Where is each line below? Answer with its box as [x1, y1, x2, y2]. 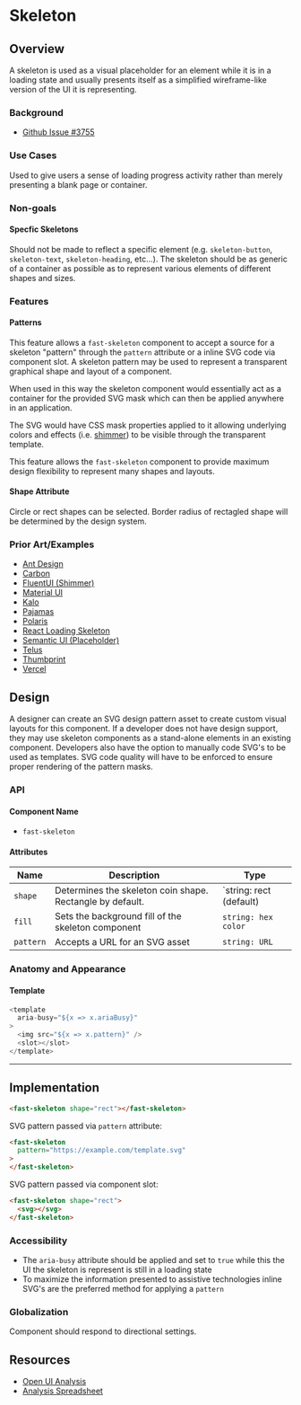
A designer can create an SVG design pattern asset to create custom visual [9, 713, 287, 724]
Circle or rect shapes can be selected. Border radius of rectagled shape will [9, 507, 288, 517]
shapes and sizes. [9, 272, 76, 283]
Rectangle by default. [55, 896, 145, 908]
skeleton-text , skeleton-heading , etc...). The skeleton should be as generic [9, 253, 288, 264]
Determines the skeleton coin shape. [55, 884, 209, 897]
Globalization [9, 1305, 69, 1318]
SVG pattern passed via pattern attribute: [9, 1120, 163, 1131]
